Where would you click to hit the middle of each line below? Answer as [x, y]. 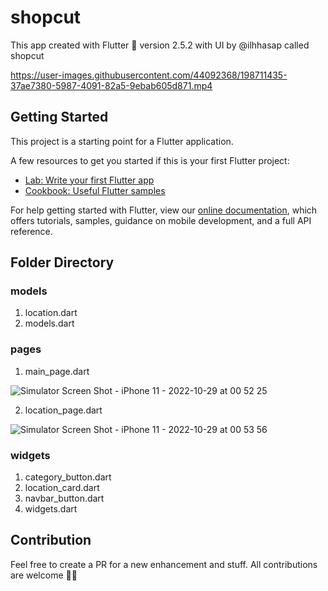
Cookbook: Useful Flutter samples [95, 190]
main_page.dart [57, 371]
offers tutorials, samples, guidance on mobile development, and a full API [161, 220]
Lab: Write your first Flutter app [89, 180]
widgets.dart [51, 509]
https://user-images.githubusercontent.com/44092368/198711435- [149, 75]
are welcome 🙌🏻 [44, 575]
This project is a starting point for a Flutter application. [122, 141]
